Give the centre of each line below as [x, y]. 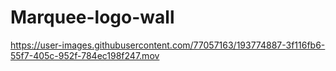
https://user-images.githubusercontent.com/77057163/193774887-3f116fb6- [168, 45]
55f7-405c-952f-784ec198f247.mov [85, 55]
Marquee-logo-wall [92, 17]
